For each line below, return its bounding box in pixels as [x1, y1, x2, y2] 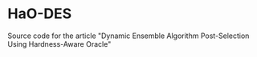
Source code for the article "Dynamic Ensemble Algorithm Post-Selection [7, 31, 250, 40]
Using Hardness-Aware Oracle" [7, 39, 112, 48]
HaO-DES [7, 5, 72, 23]
